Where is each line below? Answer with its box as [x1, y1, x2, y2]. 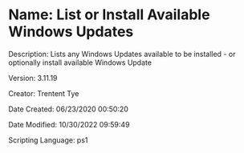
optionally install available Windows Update [8, 58, 152, 67]
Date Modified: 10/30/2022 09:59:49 [8, 119, 130, 129]
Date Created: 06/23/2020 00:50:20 [8, 104, 128, 114]
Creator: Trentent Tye [8, 88, 79, 98]
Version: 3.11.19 [8, 73, 58, 83]
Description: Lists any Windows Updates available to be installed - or [8, 49, 236, 58]
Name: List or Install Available [8, 6, 210, 24]
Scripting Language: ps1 [8, 135, 88, 145]
